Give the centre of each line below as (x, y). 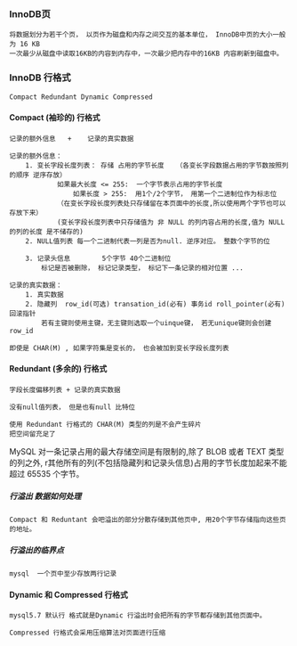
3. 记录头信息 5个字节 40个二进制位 (98, 258)
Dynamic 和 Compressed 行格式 (69, 594)
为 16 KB (24, 45)
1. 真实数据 (44, 294)
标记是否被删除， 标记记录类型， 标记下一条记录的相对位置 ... (143, 268)
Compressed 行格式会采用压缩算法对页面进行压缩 (88, 633)
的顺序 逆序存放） (38, 175)
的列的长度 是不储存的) (47, 232)
